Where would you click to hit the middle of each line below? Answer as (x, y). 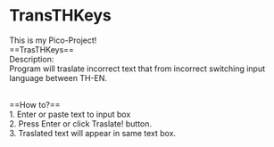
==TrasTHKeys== (42, 49)
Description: (32, 59)
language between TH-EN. (58, 78)
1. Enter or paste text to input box (70, 114)
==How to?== (35, 104)
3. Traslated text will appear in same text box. (93, 133)
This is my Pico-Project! (53, 40)
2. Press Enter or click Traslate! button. (81, 123)
